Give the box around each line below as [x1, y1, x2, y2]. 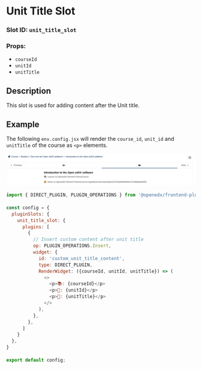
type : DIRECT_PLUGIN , [38, 262, 93, 268]
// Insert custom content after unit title [32, 237, 144, 243]
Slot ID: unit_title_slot [6, 26, 77, 34]
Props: [6, 42, 26, 51]
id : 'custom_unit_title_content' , [38, 255, 125, 261]
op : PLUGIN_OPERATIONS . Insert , [32, 243, 112, 249]
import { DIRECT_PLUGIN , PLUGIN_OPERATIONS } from [6, 192, 136, 198]
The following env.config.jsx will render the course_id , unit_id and [6, 135, 174, 143]
